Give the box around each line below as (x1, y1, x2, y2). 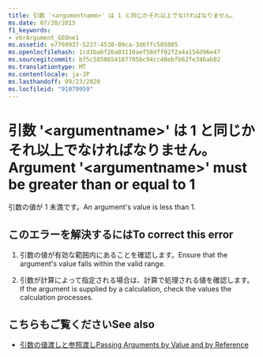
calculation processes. (19, 293, 93, 303)
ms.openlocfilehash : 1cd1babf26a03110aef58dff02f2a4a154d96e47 (8, 48, 221, 56)
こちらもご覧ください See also (8, 318, 156, 331)
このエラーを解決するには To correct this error (8, 227, 234, 241)
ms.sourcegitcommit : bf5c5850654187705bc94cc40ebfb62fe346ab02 (8, 56, 221, 64)
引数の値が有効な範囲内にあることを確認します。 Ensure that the (19, 250, 228, 260)
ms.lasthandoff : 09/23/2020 (8, 77, 101, 85)
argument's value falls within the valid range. (19, 259, 166, 269)
